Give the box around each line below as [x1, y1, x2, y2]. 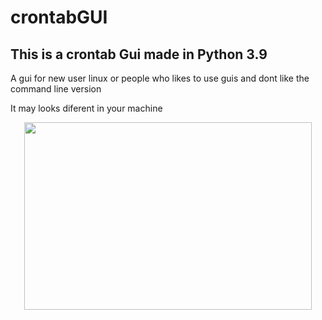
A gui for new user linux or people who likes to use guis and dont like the [10, 72, 310, 84]
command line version [10, 83, 102, 95]
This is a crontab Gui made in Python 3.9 [10, 46, 268, 63]
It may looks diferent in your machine [10, 102, 163, 114]
